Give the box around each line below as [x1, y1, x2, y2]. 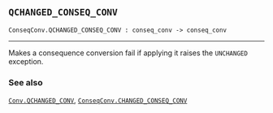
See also [8, 76, 43, 88]
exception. [8, 56, 44, 66]
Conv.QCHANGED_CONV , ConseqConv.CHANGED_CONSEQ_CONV [8, 95, 188, 105]
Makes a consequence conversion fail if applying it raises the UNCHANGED [8, 48, 248, 58]
